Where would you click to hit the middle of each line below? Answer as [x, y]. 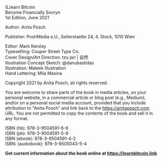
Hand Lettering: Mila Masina [34, 73]
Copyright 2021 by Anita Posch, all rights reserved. [57, 83]
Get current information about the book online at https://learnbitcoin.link [81, 153]
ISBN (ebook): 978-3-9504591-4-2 [41, 138]
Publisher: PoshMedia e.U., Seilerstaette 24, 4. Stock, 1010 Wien [70, 37]
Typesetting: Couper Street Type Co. [42, 51]
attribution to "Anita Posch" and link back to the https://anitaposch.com [77, 108]
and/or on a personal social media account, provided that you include [76, 103]
